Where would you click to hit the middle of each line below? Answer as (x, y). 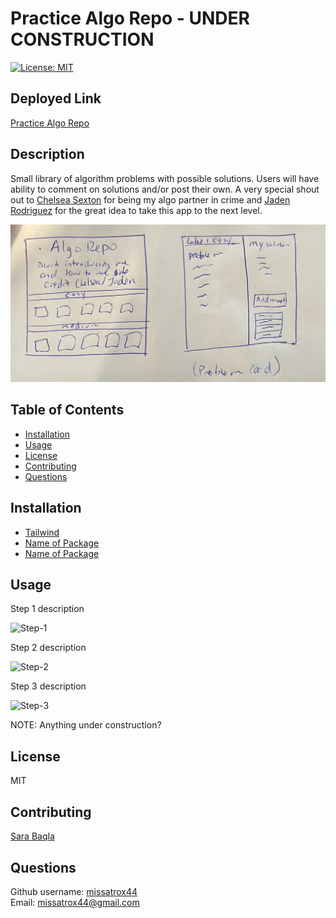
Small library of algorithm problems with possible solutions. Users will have (165, 178)
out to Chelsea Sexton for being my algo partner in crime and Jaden (150, 199)
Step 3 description (48, 686)
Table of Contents (67, 410)
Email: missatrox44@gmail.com (75, 902)
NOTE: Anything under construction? (86, 725)
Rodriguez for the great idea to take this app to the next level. (136, 210)
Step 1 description (47, 609)
